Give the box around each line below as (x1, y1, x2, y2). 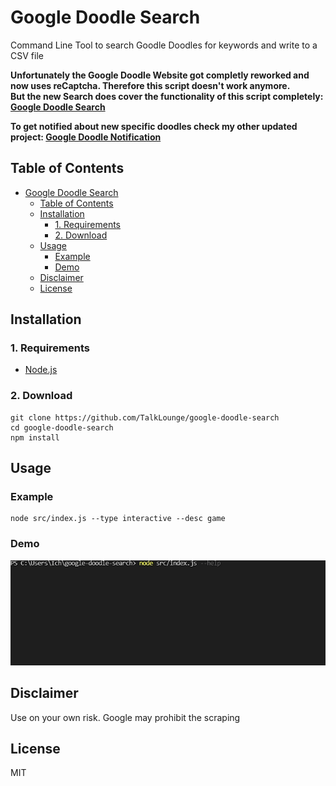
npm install (10, 432, 60, 443)
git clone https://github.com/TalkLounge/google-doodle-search (10, 412, 280, 423)
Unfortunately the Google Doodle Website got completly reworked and (10, 69, 310, 81)
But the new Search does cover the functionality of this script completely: (10, 90, 324, 102)
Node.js (24, 364, 58, 376)
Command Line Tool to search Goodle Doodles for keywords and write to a (10, 39, 318, 51)
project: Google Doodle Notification (10, 131, 162, 143)
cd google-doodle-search (10, 422, 114, 433)
